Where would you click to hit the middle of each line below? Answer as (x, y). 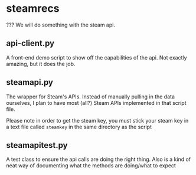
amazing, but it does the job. (41, 64)
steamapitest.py (37, 145)
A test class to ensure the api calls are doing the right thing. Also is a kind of (99, 159)
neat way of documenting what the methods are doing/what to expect (91, 166)
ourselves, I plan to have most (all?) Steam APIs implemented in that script (96, 103)
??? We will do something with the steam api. (61, 25)
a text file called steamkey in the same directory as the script (79, 127)
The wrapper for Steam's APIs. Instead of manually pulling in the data (91, 97)
